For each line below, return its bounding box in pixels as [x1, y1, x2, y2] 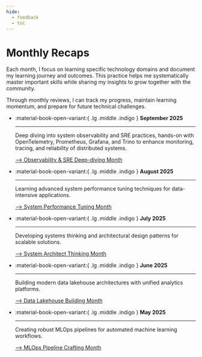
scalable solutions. [14, 239, 62, 246]
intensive [14, 192, 38, 199]
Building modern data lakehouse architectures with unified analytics [14, 279, 183, 286]
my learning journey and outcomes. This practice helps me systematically [6, 72, 189, 79]
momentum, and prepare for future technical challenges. [6, 103, 146, 110]
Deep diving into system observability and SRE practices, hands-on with [14, 132, 194, 139]
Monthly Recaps [6, 46, 90, 59]
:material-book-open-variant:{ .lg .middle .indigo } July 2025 [14, 215, 166, 222]
